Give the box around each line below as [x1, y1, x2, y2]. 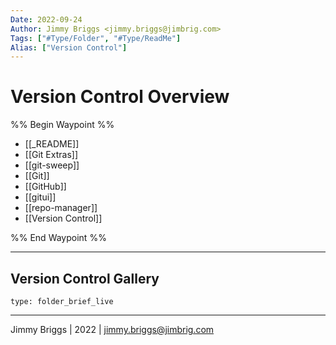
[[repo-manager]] [24, 202, 98, 214]
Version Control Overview [10, 86, 230, 108]
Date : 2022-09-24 [10, 14, 83, 25]
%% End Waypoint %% [10, 232, 107, 244]
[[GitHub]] [24, 181, 67, 193]
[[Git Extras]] [24, 149, 79, 161]
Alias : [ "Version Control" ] [10, 42, 128, 53]
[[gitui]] [24, 191, 57, 203]
